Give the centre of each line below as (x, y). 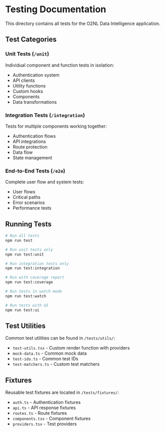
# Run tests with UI (27, 305)
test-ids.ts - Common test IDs (45, 359)
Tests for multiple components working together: (56, 126)
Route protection (30, 147)
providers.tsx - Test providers (45, 424)
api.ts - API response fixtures (44, 408)
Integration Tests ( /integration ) (45, 115)
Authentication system (36, 75)
